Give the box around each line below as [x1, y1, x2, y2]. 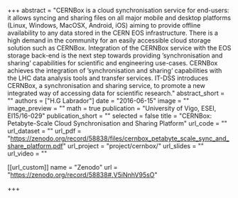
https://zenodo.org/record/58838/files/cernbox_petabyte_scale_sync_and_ [10, 134, 229, 143]
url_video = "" [7, 149, 48, 158]
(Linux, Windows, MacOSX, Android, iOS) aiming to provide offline [7, 21, 201, 29]
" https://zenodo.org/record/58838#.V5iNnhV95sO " [7, 170, 158, 179]
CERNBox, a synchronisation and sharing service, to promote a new [7, 82, 206, 89]
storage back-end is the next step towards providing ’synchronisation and [7, 51, 223, 60]
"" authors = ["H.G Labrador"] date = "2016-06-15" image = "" [7, 97, 190, 105]
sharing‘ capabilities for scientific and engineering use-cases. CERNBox [7, 59, 218, 67]
